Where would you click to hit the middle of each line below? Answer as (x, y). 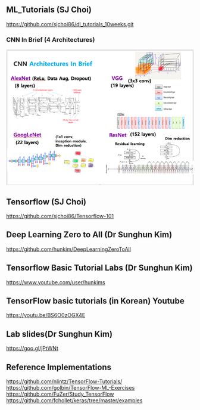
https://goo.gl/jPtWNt (32, 349)
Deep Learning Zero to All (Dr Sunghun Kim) (89, 235)
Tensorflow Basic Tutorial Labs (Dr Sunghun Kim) (100, 268)
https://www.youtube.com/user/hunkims (56, 282)
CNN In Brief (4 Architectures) (51, 39)
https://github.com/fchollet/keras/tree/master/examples (74, 400)
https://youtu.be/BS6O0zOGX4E (46, 315)
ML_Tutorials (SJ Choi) (49, 10)
